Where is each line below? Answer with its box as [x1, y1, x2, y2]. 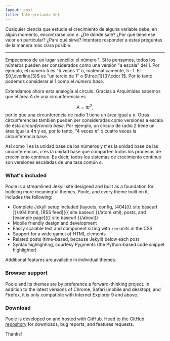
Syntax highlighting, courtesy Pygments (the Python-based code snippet [12, 241, 165, 248]
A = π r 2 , [76, 103, 94, 110]
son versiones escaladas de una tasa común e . [5, 159, 103, 165]
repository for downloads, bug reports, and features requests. [5, 321, 134, 327]
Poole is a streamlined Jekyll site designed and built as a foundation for [5, 183, 154, 190]
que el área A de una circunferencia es [5, 93, 86, 99]
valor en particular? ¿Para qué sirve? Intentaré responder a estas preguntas [5, 36, 163, 43]
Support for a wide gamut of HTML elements [12, 231, 106, 237]
